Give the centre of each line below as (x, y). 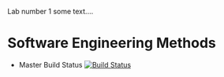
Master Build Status (50, 64)
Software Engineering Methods (112, 43)
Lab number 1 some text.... (50, 11)
